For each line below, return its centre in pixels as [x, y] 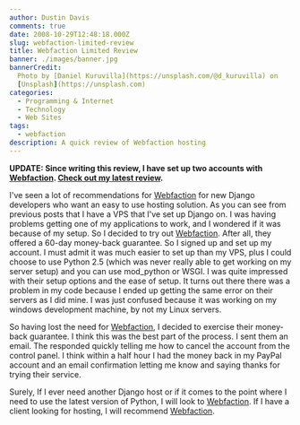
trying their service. [46, 374]
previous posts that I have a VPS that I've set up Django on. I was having [143, 214]
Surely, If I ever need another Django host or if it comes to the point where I [148, 392]
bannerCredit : [36, 68]
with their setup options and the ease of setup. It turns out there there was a [150, 281]
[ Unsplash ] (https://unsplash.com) [81, 84]
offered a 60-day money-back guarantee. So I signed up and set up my [141, 242]
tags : [19, 126]
